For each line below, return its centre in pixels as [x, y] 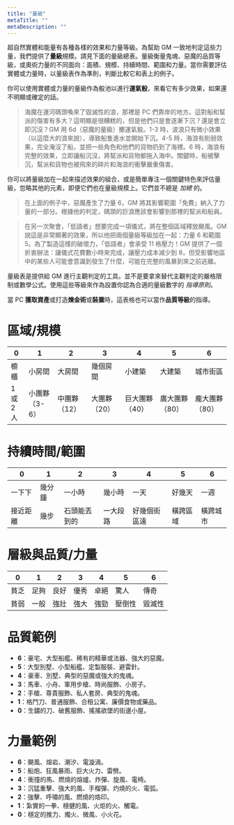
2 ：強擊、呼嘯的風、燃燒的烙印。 [65, 797]
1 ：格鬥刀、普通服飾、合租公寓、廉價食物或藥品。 [89, 702]
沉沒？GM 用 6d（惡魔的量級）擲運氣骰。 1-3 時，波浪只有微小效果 [126, 129]
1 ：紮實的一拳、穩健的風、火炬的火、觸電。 [80, 806]
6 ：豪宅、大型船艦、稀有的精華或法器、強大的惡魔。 [93, 658]
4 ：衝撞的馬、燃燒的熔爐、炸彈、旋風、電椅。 [84, 780]
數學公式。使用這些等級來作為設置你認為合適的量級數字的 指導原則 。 [118, 285]
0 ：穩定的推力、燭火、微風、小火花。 [71, 815]
